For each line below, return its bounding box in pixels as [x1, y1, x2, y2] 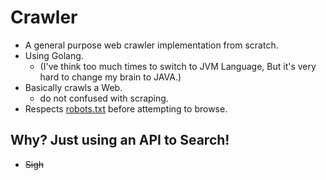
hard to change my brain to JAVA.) [39, 71, 182, 83]
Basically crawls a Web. [24, 81, 123, 93]
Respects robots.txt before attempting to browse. [24, 102, 228, 115]
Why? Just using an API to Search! [10, 132, 230, 149]
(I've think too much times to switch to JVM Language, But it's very [39, 60, 317, 72]
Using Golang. [24, 49, 84, 61]
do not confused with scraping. [39, 92, 169, 104]
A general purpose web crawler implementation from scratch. [24, 39, 279, 51]
